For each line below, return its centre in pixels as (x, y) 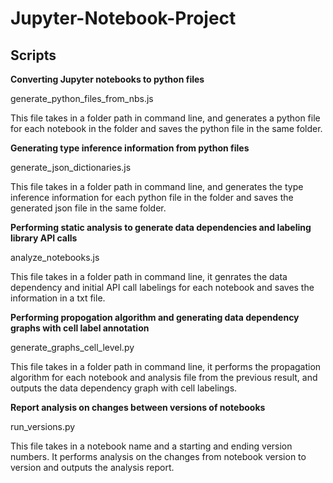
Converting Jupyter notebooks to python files (107, 79)
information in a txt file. (58, 298)
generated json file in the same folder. (88, 208)
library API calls (44, 238)
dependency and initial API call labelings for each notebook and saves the (162, 287)
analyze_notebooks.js (55, 257)
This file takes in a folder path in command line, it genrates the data (149, 276)
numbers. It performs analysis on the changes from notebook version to (158, 456)
